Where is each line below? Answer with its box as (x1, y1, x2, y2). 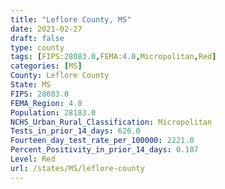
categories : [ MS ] (10, 61, 83, 71)
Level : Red (10, 154, 56, 164)
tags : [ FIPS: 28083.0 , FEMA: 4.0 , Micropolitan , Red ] (10, 52, 217, 62)
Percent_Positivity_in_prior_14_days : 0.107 (10, 145, 199, 155)
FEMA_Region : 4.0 (10, 98, 83, 108)
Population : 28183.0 (10, 107, 97, 118)
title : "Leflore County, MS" (10, 14, 132, 25)
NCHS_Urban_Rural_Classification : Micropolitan (10, 117, 213, 127)
